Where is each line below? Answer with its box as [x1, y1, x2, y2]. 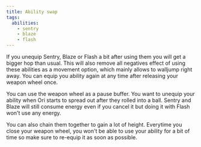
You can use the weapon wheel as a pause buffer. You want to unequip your [6, 91, 195, 97]
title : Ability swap [6, 8, 58, 15]
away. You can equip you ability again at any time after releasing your [6, 73, 179, 79]
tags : [6, 14, 20, 20]
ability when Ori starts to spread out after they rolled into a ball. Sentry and [6, 97, 191, 104]
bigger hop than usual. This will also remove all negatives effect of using [6, 59, 185, 67]
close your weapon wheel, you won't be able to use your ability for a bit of [6, 127, 190, 134]
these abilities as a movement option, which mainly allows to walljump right [6, 66, 193, 73]
